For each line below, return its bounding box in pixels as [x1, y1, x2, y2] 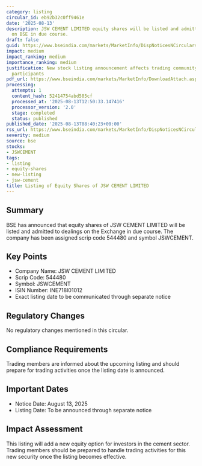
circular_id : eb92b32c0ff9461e [6, 14, 85, 21]
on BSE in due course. [11, 31, 69, 37]
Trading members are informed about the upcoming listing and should [6, 360, 180, 367]
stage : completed [11, 110, 55, 116]
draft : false [6, 37, 39, 43]
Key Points [6, 251, 47, 261]
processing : [6, 82, 36, 88]
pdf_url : [6, 76, 28, 82]
